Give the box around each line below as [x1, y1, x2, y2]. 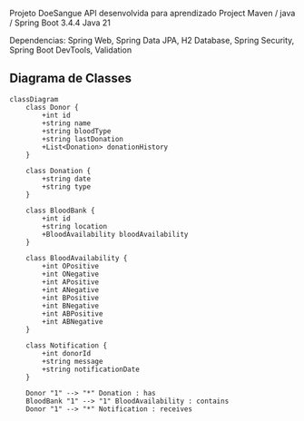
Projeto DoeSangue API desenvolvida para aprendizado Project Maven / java [9, 8, 296, 18]
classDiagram [9, 94, 59, 103]
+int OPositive [42, 261, 100, 270]
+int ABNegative [42, 317, 103, 326]
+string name [42, 118, 92, 128]
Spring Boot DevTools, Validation [9, 44, 132, 55]
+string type [42, 181, 92, 191]
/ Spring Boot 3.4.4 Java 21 [9, 17, 112, 28]
